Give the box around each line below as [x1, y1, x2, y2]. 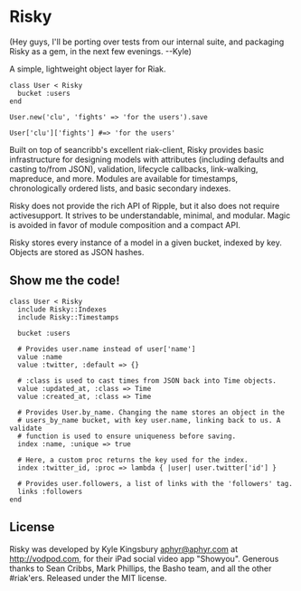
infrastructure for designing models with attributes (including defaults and [9, 154, 285, 165]
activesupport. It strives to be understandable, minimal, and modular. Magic [9, 210, 291, 221]
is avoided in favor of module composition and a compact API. [9, 219, 241, 230]
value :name [17, 352, 63, 361]
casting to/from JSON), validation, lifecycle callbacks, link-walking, [9, 163, 259, 174]
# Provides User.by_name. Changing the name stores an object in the [17, 407, 285, 417]
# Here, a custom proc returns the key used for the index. [17, 455, 249, 464]
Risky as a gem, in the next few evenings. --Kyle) [9, 45, 193, 56]
